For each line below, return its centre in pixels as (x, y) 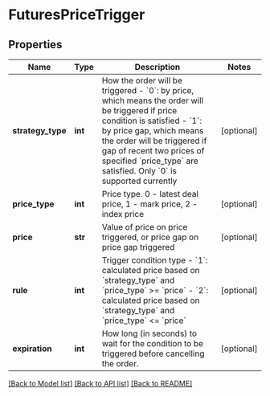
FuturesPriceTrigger (77, 15)
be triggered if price (139, 110)
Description (157, 67)
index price (123, 214)
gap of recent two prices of (153, 151)
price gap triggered (138, 247)
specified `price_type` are (150, 161)
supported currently (139, 181)
